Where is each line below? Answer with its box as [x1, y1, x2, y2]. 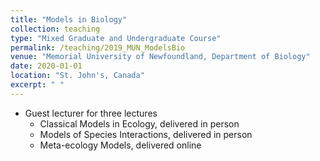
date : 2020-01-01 [10, 61, 83, 71]
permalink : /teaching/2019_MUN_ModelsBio [10, 42, 186, 53]
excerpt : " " [10, 80, 65, 90]
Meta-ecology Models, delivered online [39, 139, 202, 151]
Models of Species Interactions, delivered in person [39, 128, 253, 140]
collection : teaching [10, 24, 101, 34]
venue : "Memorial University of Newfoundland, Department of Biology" [10, 52, 311, 62]
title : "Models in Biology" [10, 14, 128, 25]
